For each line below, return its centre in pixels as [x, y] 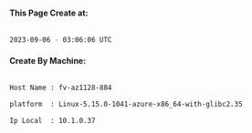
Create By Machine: [48, 60]
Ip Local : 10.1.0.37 [52, 121]
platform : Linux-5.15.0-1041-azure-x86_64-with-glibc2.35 [126, 105]
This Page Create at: [49, 13]
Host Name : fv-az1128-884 [61, 88]
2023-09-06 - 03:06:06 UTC [61, 40]
